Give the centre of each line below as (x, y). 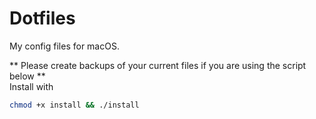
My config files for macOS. (64, 46)
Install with (31, 86)
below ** (27, 76)
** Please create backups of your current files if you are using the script (158, 65)
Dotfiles (42, 18)
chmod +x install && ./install (74, 105)
